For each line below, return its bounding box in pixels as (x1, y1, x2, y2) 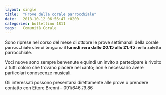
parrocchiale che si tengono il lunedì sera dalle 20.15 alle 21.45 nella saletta (5, 45, 161, 50)
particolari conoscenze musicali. (5, 70, 72, 76)
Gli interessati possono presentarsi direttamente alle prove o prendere (5, 80, 148, 86)
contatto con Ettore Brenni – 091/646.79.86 (5, 85, 93, 91)
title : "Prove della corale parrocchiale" (5, 12, 97, 17)
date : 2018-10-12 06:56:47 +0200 (5, 16, 79, 21)
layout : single (5, 7, 37, 12)
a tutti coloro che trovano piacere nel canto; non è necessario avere (5, 65, 144, 71)
